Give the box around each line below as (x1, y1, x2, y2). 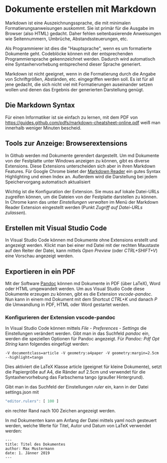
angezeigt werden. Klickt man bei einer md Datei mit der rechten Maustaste (5, 242, 160, 248)
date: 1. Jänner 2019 (5, 451, 50, 456)
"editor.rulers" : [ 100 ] (5, 399, 59, 404)
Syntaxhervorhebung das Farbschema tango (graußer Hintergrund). (5, 374, 144, 381)
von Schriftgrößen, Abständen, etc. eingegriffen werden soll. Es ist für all (5, 76, 154, 82)
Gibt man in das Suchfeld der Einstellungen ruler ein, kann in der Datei (5, 384, 149, 390)
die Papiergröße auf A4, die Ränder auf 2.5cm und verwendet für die (5, 369, 146, 375)
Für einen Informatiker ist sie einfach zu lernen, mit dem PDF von (5, 114, 138, 120)
